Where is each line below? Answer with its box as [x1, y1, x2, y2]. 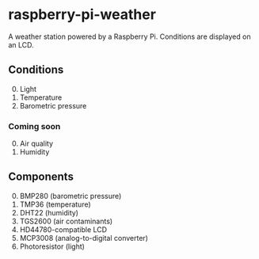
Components [8, 170, 74, 184]
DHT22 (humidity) [19, 208, 79, 217]
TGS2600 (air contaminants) [19, 216, 113, 226]
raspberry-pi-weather [8, 6, 157, 24]
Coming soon [8, 120, 61, 131]
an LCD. [8, 40, 34, 49]
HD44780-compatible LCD [19, 224, 108, 234]
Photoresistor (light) [19, 242, 86, 251]
